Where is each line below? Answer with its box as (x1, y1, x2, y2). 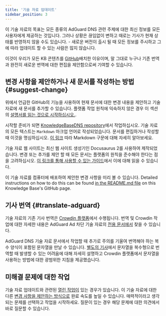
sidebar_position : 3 (5, 12, 48, 17)
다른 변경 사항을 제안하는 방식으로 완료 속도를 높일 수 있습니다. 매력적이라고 (5, 293, 151, 299)
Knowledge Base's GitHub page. (5, 185, 71, 191)
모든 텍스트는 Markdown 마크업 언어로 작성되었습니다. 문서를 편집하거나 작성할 (10, 129, 160, 135)
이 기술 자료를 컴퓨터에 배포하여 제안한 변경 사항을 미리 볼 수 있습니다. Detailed (5, 174, 158, 180)
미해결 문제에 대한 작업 (5, 273, 70, 281)
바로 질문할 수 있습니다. (5, 305, 51, 311)
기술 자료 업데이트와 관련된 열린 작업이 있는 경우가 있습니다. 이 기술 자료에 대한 (5, 287, 157, 293)
